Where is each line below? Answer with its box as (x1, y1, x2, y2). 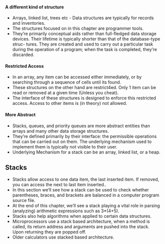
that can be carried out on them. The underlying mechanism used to (12, 139, 152, 145)
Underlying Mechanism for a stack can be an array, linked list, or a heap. (12, 149, 161, 155)
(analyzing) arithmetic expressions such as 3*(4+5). (12, 208, 120, 214)
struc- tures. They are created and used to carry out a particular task (12, 41, 154, 47)
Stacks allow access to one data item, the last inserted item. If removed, (12, 176, 160, 183)
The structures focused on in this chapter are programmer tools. (12, 25, 144, 32)
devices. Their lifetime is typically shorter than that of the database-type (12, 36, 161, 42)
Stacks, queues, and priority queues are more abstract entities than (12, 123, 150, 129)
